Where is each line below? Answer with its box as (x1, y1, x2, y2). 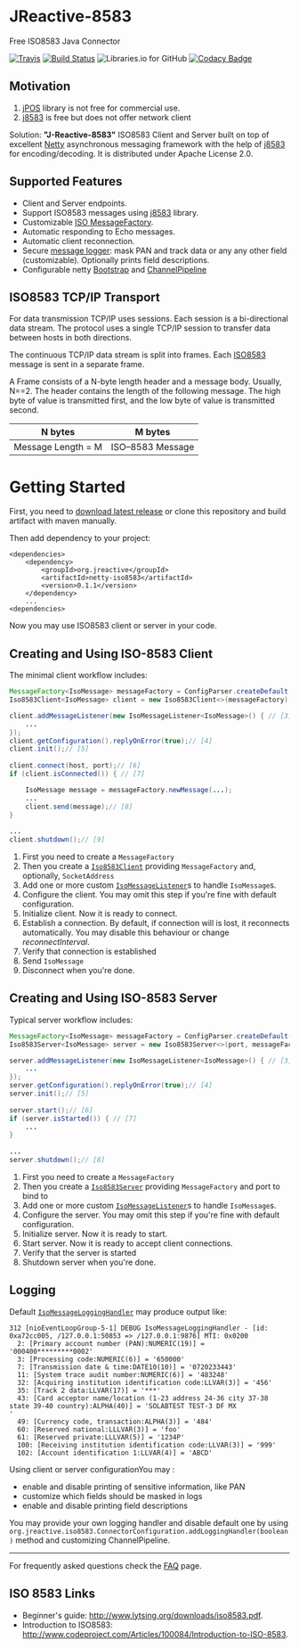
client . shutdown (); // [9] (9, 835, 105, 844)
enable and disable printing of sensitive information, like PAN (21, 1481, 246, 1492)
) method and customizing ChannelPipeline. (9, 1535, 171, 1546)
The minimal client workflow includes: (9, 670, 149, 681)
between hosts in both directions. (9, 332, 132, 343)
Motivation (9, 78, 71, 94)
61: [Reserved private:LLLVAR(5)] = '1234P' (17, 1432, 185, 1441)
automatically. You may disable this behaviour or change (21, 927, 230, 938)
